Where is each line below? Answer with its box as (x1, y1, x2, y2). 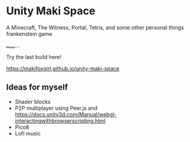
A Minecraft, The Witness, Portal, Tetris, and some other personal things (6, 24, 184, 31)
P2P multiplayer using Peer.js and (14, 104, 97, 112)
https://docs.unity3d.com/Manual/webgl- (14, 110, 117, 118)
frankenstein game (6, 30, 53, 37)
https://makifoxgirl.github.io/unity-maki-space (6, 64, 119, 72)
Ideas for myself (6, 82, 68, 92)
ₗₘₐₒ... (6, 42, 20, 49)
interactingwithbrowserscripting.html (14, 117, 106, 124)
